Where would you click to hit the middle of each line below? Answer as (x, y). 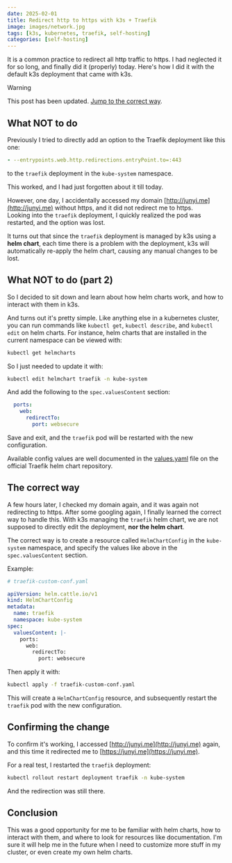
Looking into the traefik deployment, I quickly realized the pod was (104, 215)
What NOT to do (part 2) (60, 280)
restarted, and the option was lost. (56, 222)
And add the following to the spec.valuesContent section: (89, 392)
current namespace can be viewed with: (65, 340)
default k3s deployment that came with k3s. (70, 75)
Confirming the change (58, 728)
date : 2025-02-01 (32, 14)
